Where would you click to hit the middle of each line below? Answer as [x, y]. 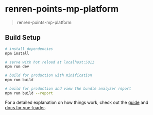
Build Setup [23, 38]
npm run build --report [29, 93]
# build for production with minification [49, 75]
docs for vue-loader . [25, 107]
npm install [17, 53]
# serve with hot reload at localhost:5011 [50, 62]
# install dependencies [29, 49]
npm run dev [17, 66]
